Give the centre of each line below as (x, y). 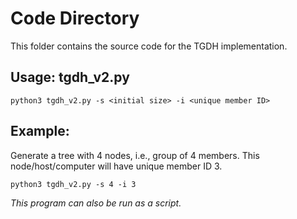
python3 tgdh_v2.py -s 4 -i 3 (73, 184)
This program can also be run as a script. (96, 203)
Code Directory (75, 18)
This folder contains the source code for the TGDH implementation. (149, 46)
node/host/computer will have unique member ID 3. (116, 166)
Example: (40, 131)
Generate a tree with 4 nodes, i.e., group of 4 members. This (135, 155)
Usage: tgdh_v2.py (70, 77)
